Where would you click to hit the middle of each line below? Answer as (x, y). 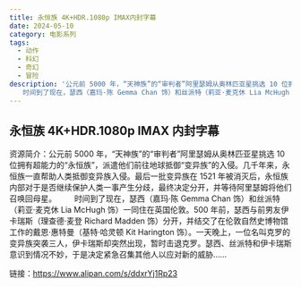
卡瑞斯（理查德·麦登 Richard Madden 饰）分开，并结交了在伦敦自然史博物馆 (149, 221)
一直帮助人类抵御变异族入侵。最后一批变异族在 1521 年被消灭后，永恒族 (157, 176)
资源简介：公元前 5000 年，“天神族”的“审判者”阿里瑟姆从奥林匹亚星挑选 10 (147, 154)
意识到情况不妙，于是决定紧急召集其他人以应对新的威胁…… (118, 255)
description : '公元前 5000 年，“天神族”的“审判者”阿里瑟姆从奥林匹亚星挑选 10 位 (149, 84)
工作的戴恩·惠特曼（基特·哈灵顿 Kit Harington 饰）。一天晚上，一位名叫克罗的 (150, 232)
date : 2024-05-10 (42, 26)
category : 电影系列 (43, 34)
